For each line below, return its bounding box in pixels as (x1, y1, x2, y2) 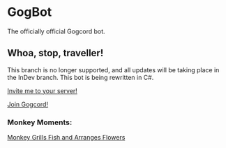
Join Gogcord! (7, 100, 49, 108)
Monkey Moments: (7, 117, 73, 127)
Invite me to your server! (7, 86, 78, 94)
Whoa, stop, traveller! (7, 47, 104, 59)
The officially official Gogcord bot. (7, 27, 106, 35)
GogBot (7, 4, 52, 20)
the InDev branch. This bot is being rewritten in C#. (7, 73, 154, 81)
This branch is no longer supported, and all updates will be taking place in (7, 65, 220, 74)
